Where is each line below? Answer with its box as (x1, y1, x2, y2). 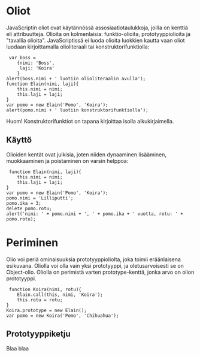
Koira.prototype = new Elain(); (6, 307, 87, 313)
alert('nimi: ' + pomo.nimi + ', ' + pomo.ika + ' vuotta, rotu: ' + (6, 211, 184, 217)
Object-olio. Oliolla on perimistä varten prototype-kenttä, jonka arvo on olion (6, 268, 195, 276)
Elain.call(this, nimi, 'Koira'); (17, 292, 103, 298)
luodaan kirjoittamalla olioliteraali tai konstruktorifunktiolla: (6, 43, 150, 50)
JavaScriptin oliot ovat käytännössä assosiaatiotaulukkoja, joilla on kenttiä (6, 24, 189, 31)
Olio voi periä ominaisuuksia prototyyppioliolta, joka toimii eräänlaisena (6, 256, 181, 263)
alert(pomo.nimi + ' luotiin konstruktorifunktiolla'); (6, 107, 149, 113)
